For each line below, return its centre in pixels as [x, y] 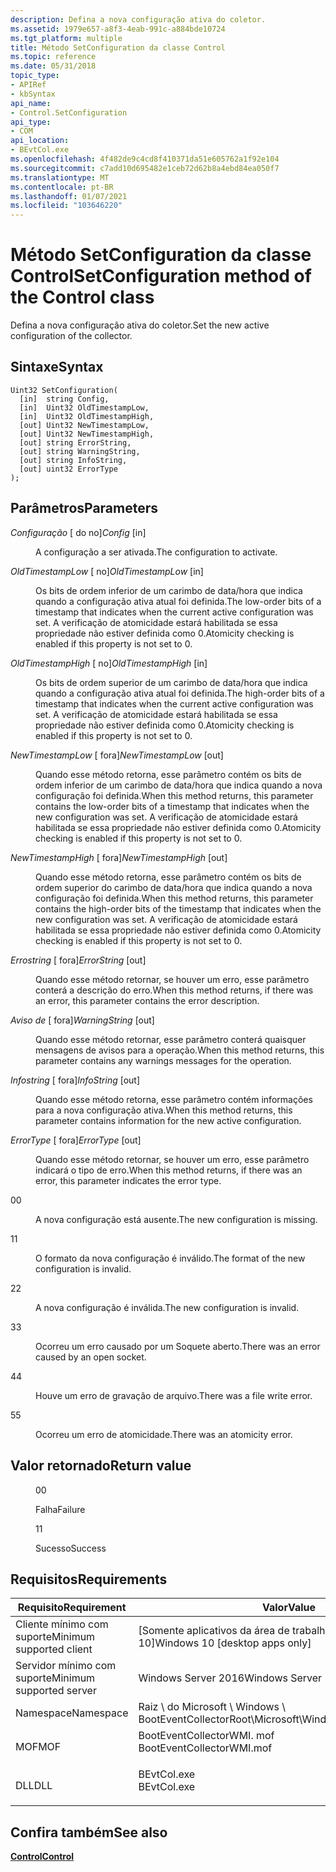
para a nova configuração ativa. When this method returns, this [164, 1110]
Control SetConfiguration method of [161, 276]
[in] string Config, [64, 399]
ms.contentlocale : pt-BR [62, 187]
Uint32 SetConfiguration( [64, 390]
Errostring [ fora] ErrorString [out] [78, 960]
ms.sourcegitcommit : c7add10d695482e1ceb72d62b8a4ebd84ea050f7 [145, 168]
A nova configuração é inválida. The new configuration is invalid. [167, 1307]
